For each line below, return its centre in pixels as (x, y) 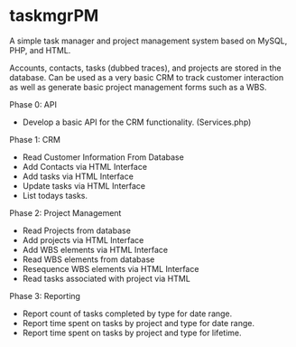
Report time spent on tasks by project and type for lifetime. (132, 333)
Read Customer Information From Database (103, 157)
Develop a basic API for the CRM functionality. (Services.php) (137, 122)
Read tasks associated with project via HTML (106, 278)
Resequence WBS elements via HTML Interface (111, 268)
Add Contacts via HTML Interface (84, 166)
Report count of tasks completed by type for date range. (127, 314)
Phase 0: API (33, 104)
